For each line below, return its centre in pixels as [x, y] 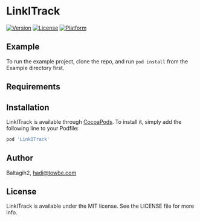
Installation [28, 107]
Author [20, 158]
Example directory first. [35, 68]
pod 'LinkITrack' [28, 139]
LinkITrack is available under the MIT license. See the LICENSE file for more [100, 206]
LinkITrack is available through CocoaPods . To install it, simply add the [94, 121]
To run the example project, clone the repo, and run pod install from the [97, 61]
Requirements [33, 87]
